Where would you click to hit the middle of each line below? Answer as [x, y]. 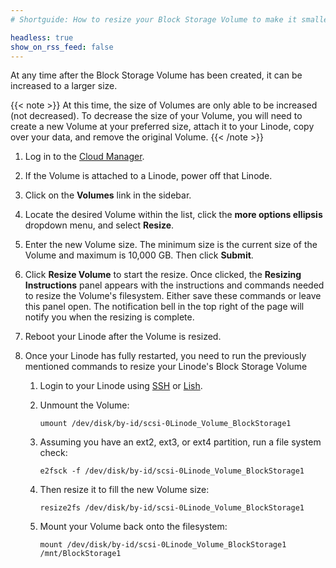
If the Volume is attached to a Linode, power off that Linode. [148, 176]
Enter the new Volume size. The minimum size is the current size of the [171, 245]
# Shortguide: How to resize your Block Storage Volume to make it [154, 19]
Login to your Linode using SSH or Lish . [121, 386]
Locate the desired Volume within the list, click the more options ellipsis [173, 215]
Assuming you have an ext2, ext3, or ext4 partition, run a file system [180, 442]
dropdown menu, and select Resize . [99, 225]
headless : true [42, 37]
